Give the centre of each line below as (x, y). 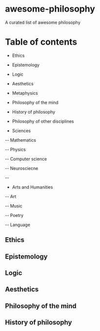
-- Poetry (14, 215)
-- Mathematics (21, 140)
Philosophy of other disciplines (43, 121)
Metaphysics (25, 93)
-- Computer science (26, 159)
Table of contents (41, 42)
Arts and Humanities (33, 187)
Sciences (21, 131)
